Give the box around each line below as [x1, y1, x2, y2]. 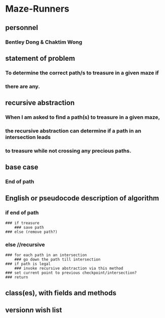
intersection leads [5, 133, 51, 140]
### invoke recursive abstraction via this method [14, 266, 123, 271]
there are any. [5, 83, 40, 90]
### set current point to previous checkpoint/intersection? [5, 270, 137, 275]
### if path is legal [5, 262, 51, 267]
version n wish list [5, 305, 62, 314]
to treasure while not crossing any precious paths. [5, 147, 132, 154]
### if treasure [5, 220, 39, 226]
